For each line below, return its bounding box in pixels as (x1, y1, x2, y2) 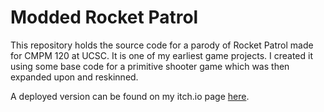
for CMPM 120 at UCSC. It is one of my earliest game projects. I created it (10, 49, 313, 61)
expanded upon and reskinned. (10, 71, 139, 83)
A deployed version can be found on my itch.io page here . (10, 90, 250, 102)
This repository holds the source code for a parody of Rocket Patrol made (10, 39, 314, 51)
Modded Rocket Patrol (10, 6, 199, 29)
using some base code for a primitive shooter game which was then (10, 60, 290, 72)
